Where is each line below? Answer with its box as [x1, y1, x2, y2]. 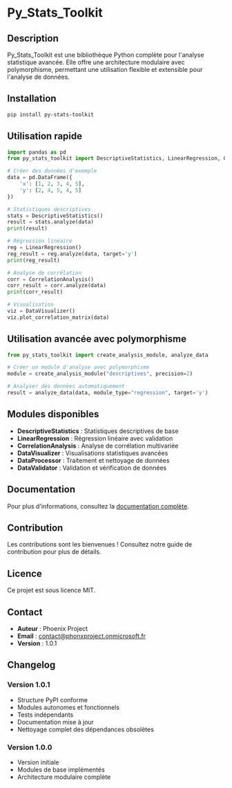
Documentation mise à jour [17, 717, 95, 726]
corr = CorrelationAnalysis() [7, 275, 95, 283]
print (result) [7, 225, 48, 232]
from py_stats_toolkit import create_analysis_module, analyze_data [7, 351, 209, 358]
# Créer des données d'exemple [7, 167, 97, 174]
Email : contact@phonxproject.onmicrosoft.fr [17, 632, 146, 640]
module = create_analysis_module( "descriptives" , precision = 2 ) [7, 370, 193, 378]
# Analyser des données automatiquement [7, 383, 126, 390]
